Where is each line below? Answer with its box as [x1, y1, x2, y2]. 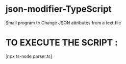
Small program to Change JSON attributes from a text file [5, 20, 122, 26]
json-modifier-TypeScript [5, 3, 112, 15]
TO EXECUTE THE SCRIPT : [5, 37, 118, 48]
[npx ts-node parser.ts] [5, 53, 52, 59]
